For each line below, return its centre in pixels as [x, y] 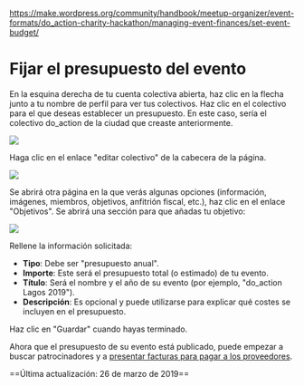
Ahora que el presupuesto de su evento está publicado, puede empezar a [146, 346]
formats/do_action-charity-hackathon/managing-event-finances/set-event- [150, 23]
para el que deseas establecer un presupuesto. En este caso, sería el [138, 113]
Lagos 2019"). [48, 292]
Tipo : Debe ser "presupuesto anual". [91, 263]
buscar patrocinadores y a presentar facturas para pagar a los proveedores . [151, 356]
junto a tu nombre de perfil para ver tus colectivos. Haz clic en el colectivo [148, 103]
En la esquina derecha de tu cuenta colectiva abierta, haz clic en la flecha [147, 93]
